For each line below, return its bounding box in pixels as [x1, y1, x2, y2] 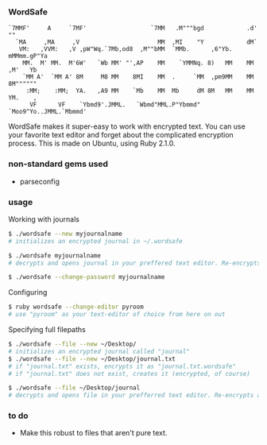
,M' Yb [8, 66, 37, 74]
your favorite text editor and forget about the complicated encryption [8, 130, 234, 140]
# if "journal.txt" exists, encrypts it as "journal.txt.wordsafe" [8, 362, 237, 370]
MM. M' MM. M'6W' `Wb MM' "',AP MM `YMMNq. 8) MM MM [22, 59, 254, 68]
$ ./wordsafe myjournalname [8, 251, 102, 260]
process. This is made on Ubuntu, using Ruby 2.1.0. [8, 138, 176, 149]
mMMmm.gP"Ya [8, 52, 48, 60]
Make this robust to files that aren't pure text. [19, 428, 168, 438]
